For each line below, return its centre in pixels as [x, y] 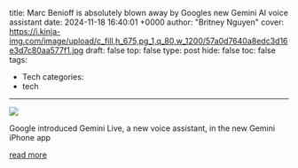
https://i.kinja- [35, 31]
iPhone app [30, 137]
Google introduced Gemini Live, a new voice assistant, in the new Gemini [142, 128]
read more [28, 155]
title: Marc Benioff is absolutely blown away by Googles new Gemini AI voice [149, 13]
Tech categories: [53, 77]
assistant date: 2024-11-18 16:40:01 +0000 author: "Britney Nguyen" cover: [147, 22]
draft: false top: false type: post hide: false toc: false [181, 50]
